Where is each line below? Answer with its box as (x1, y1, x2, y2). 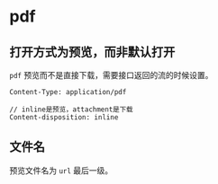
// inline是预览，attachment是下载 (9, 105, 133, 114)
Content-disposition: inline (9, 113, 119, 122)
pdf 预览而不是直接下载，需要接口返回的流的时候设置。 (9, 70, 213, 80)
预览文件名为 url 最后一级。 (9, 164, 114, 176)
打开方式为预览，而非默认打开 (9, 44, 176, 59)
